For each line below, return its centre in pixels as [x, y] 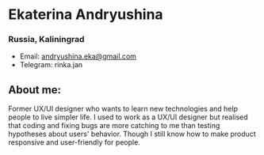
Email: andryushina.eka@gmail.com [78, 56]
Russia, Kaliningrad [46, 40]
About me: [35, 90]
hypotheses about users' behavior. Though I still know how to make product [132, 134]
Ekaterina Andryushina [86, 15]
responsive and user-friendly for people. [74, 142]
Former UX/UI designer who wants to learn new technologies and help [123, 109]
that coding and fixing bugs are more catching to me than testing [114, 126]
